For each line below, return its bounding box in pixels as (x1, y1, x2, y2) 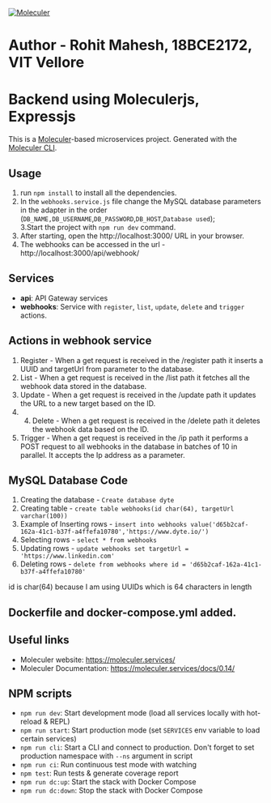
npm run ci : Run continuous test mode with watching (19, 760, 197, 770)
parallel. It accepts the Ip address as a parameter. (19, 450, 185, 459)
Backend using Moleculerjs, (8, 90, 200, 109)
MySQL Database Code (8, 473, 128, 487)
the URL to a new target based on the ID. (19, 398, 156, 408)
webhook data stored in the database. (19, 381, 147, 391)
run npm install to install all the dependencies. (19, 187, 177, 198)
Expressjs (8, 108, 76, 126)
